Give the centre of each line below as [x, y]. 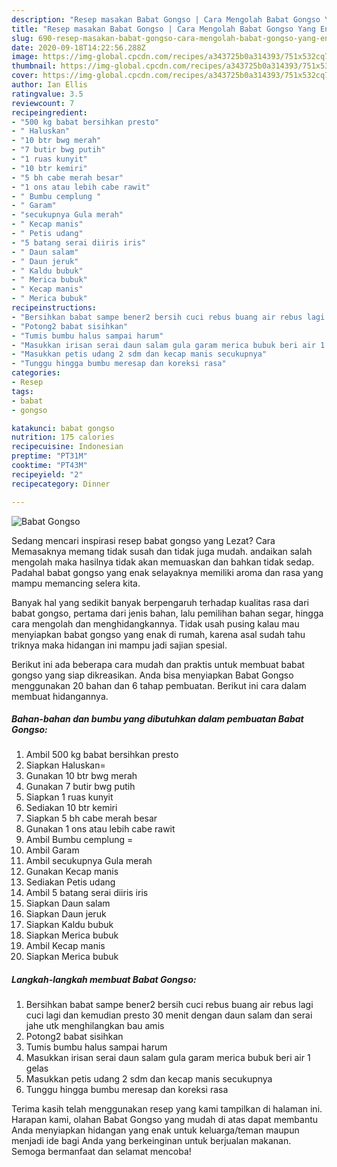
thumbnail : [34, 66]
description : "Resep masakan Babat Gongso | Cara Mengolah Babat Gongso [166, 19]
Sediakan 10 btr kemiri [71, 808]
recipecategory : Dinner [61, 484]
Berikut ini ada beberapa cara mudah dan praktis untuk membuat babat [158, 664]
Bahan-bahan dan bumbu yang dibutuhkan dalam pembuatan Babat [157, 719]
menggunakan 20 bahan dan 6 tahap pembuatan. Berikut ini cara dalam [159, 685]
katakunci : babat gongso [63, 428]
